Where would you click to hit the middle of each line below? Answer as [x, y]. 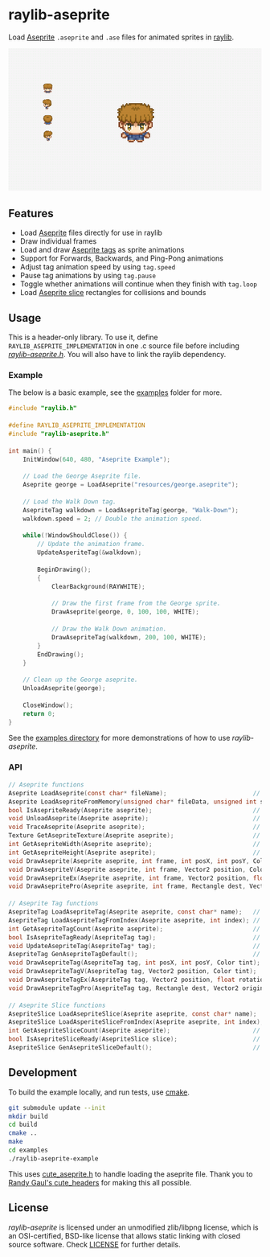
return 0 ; [39, 713]
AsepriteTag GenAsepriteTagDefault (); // [135, 955]
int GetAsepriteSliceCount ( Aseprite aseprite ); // [135, 1031]
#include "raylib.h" [43, 409]
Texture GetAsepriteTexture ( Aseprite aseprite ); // [135, 836]
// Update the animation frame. [92, 544]
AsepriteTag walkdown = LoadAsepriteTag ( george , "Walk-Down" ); [131, 510]
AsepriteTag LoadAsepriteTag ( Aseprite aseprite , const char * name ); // [135, 912]
